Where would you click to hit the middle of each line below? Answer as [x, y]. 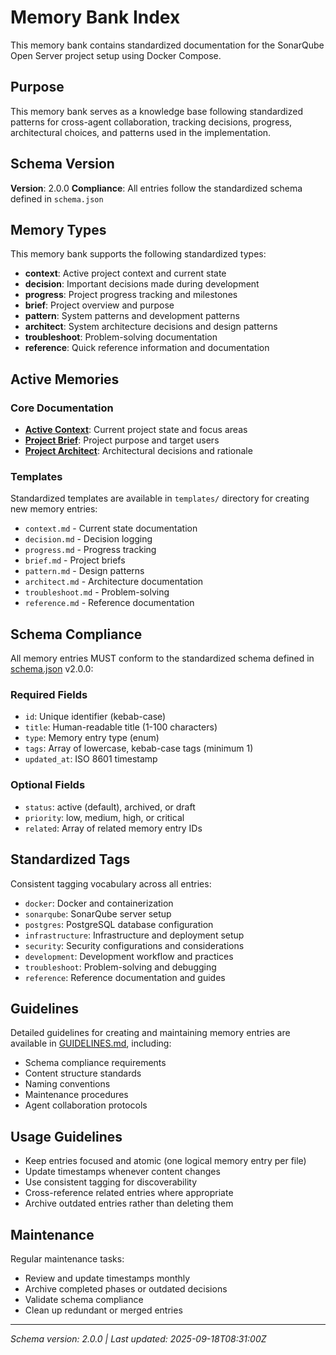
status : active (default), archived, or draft [110, 807]
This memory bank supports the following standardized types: [138, 254]
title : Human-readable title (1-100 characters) [121, 727]
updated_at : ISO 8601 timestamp [91, 759]
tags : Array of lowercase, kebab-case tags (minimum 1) [139, 748]
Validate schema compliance [84, 1300]
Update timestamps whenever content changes [122, 1172]
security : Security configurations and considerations [134, 945]
